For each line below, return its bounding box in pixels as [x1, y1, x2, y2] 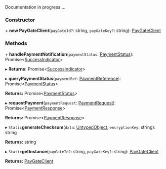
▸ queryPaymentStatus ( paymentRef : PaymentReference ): [5, 75, 121, 81]
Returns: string [5, 139, 36, 145]
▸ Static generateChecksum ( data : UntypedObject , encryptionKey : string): [5, 124, 156, 130]
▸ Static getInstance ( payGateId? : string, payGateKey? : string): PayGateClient [5, 148, 159, 154]
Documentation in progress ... [5, 4, 66, 10]
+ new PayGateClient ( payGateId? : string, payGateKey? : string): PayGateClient [5, 28, 161, 34]
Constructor [5, 16, 36, 23]
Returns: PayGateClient [5, 158, 53, 164]
